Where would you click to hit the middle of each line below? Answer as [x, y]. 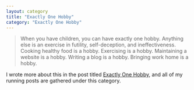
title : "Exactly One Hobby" [40, 17]
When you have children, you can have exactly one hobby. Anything [102, 39]
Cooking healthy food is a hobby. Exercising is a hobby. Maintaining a [104, 51]
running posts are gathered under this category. [64, 81]
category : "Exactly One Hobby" [44, 22]
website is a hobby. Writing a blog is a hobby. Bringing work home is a [104, 57]
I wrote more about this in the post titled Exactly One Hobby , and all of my [94, 75]
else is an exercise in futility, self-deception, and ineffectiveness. [98, 45]
